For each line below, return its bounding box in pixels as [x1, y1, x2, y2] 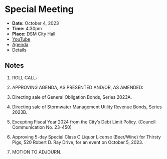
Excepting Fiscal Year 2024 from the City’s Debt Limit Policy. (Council [12, 119, 156, 125]
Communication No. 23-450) [12, 124, 72, 130]
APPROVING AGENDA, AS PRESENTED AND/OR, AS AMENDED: [12, 84, 144, 90]
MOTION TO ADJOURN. [12, 149, 62, 155]
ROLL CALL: [12, 74, 37, 81]
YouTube [12, 36, 31, 42]
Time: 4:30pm [12, 25, 42, 31]
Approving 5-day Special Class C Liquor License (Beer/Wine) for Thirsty [12, 134, 161, 140]
